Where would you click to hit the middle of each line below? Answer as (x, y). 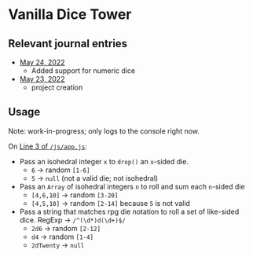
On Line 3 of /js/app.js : (48, 146)
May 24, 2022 (42, 62)
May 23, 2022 (42, 79)
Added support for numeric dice (83, 71)
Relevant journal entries (68, 44)
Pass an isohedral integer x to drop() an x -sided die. (104, 161)
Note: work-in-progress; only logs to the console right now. (104, 130)
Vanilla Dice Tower (70, 15)
